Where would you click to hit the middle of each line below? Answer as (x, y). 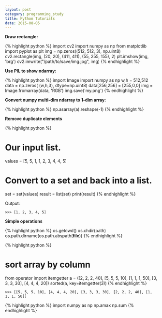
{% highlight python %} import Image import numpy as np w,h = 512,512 (77, 80)
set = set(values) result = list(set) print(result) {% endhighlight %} (71, 194)
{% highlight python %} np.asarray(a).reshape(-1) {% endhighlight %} (74, 109)
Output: (13, 203)
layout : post (18, 9)
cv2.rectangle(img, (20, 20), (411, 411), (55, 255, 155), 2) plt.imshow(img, (77, 57)
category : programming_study (34, 14)
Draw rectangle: (22, 37)
